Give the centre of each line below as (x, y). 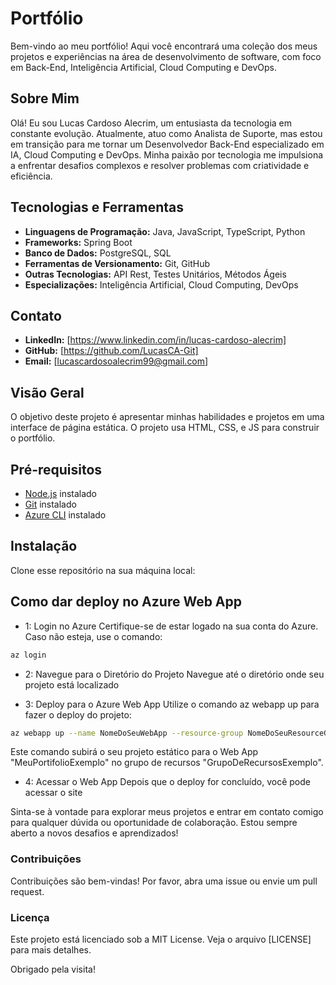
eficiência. (31, 176)
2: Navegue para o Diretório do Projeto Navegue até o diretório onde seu (174, 674)
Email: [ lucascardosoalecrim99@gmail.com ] (116, 361)
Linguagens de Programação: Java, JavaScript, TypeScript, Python (165, 231)
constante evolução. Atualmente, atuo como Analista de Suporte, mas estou (166, 133)
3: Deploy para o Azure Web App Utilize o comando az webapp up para (172, 704)
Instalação (44, 546)
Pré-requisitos (56, 469)
